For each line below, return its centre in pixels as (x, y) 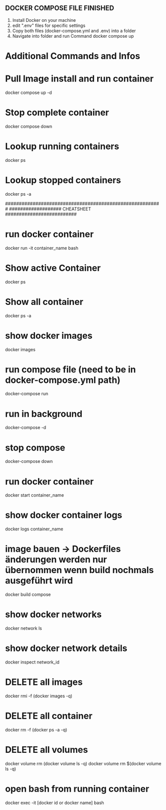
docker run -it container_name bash (42, 248)
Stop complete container (57, 112)
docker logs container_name (34, 529)
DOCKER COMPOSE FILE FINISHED (60, 8)
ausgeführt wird (39, 581)
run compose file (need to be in (71, 369)
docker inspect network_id (32, 662)
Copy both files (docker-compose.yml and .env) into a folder (74, 31)
